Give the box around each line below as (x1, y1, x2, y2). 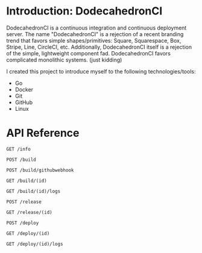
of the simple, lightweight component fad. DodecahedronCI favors (6, 49, 171, 57)
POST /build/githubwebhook (6, 167, 74, 173)
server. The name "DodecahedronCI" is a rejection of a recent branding (6, 30, 184, 37)
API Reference (6, 126, 80, 140)
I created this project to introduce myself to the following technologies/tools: (6, 67, 196, 75)
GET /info (6, 146, 31, 152)
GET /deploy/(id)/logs (6, 241, 63, 247)
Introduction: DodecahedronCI (6, 4, 163, 18)
